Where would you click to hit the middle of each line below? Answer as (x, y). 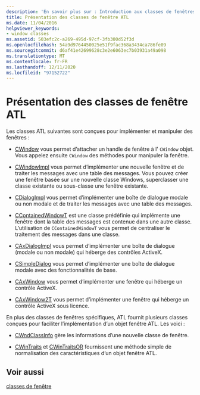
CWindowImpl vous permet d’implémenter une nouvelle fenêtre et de (99, 167)
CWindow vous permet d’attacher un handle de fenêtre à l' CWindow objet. (104, 149)
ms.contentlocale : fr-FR (37, 61)
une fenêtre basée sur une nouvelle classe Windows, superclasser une (101, 180)
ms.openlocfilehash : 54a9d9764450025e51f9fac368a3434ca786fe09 (86, 45)
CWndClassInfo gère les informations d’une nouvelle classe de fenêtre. (102, 335)
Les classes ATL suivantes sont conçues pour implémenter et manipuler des (100, 131)
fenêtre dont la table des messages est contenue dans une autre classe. (103, 222)
